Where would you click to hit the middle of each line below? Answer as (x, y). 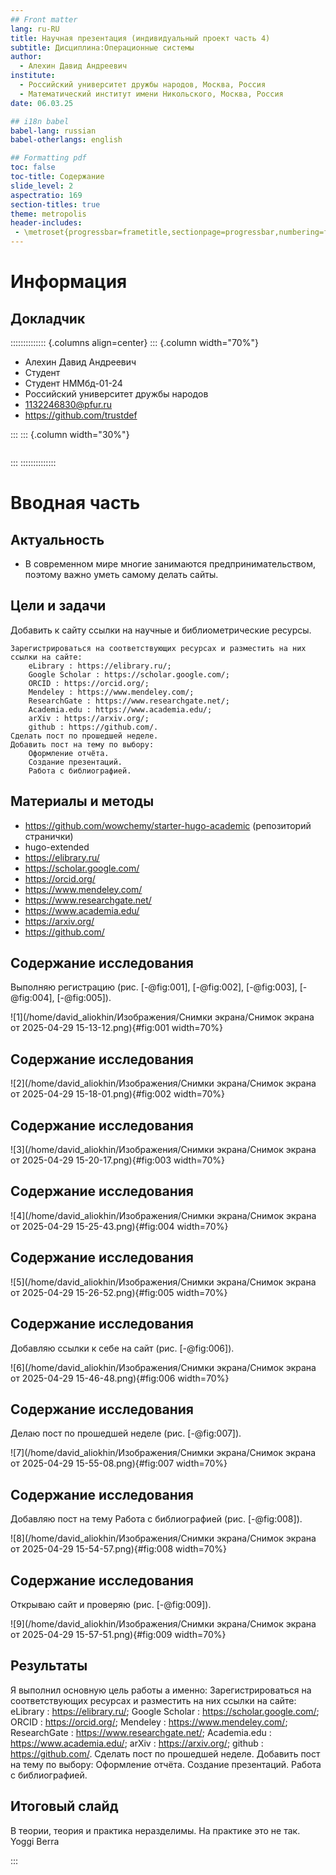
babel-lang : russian (53, 131)
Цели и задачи (58, 606)
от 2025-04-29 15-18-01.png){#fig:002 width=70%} (117, 1094)
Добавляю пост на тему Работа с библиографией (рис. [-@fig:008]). (156, 1519)
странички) (49, 836)
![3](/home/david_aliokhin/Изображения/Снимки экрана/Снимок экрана (163, 1150)
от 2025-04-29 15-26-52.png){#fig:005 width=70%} (119, 1292)
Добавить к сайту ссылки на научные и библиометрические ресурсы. (161, 630)
